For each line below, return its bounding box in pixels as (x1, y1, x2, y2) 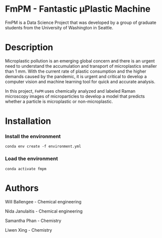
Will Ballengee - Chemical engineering (5, 198, 81, 204)
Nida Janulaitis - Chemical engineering (5, 208, 83, 214)
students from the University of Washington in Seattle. (5, 24, 113, 30)
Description (5, 42, 53, 53)
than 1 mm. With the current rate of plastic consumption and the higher (5, 68, 146, 74)
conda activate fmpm (5, 166, 47, 171)
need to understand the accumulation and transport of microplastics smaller (5, 63, 157, 69)
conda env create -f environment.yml (5, 144, 81, 149)
